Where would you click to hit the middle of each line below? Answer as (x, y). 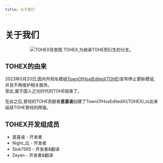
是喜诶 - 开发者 (27, 137)
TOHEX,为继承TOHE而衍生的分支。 (98, 50)
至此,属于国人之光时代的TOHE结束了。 (44, 91)
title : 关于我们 (20, 9)
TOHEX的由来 (26, 66)
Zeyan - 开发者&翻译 (33, 155)
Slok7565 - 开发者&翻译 (36, 149)
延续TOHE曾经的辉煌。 (28, 108)
